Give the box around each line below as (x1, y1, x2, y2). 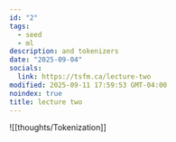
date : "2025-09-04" (9, 55, 83, 64)
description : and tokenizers (9, 47, 119, 56)
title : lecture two (9, 97, 83, 107)
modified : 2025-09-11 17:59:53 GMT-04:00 (9, 80, 168, 90)
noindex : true (9, 89, 63, 98)
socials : (9, 64, 42, 73)
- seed (17, 30, 42, 39)
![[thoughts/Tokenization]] (9, 122, 107, 133)
